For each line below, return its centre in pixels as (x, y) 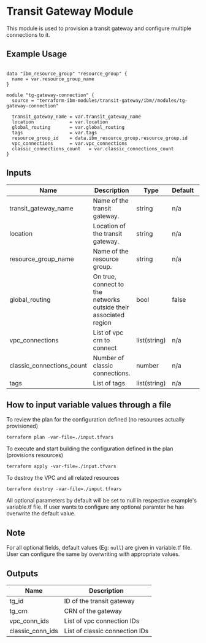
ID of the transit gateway (99, 601)
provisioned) (22, 426)
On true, (105, 276)
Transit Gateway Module (70, 11)
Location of (109, 226)
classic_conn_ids (34, 631)
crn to (101, 340)
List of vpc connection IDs (102, 621)
